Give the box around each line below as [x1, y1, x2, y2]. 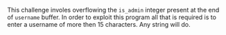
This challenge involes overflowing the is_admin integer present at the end [7, 6, 220, 14]
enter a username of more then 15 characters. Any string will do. [7, 21, 191, 28]
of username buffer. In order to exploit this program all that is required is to [7, 13, 217, 21]
